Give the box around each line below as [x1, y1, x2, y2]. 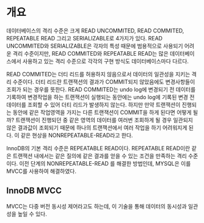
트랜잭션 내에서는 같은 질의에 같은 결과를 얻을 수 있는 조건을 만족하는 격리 [12, 152, 188, 159]
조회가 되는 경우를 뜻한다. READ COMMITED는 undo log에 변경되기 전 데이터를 [6, 86, 196, 93]
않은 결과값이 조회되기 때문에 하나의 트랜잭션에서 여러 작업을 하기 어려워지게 [6, 123, 188, 131]
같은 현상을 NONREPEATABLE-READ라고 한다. [20, 131, 133, 139]
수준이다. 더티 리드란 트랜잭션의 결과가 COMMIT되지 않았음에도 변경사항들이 [12, 78, 195, 86]
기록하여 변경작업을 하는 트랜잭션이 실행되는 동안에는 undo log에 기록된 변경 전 [6, 93, 195, 101]
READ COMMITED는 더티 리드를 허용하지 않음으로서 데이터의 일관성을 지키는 [6, 70, 191, 78]
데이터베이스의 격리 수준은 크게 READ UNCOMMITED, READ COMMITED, [6, 27, 184, 34]
